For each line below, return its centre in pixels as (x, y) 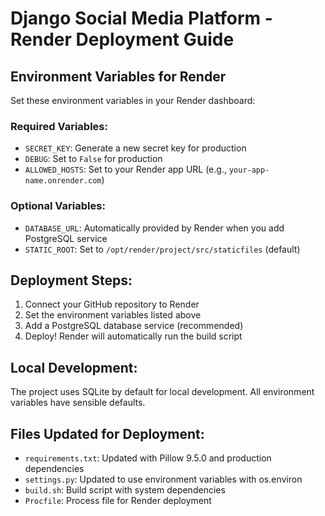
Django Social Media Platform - (141, 18)
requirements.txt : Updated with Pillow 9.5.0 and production (148, 458)
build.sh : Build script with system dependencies (125, 490)
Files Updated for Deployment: (107, 433)
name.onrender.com (63, 181)
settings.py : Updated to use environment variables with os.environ (163, 479)
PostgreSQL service (66, 238)
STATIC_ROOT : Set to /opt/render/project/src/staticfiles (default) (162, 249)
